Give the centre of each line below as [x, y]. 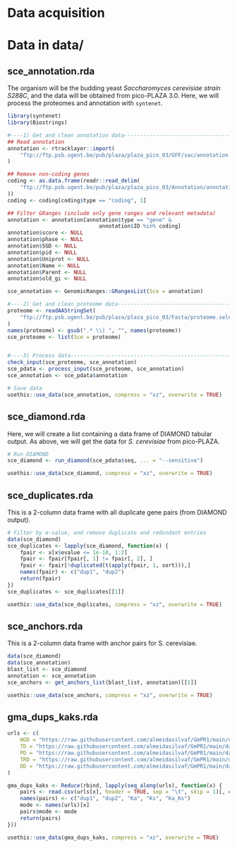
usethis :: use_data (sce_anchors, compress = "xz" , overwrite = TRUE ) [110, 695]
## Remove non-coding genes [49, 174]
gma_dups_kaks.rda [53, 717]
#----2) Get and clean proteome [55, 305]
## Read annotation [36, 142]
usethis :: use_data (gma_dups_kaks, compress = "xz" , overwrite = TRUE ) [113, 837]
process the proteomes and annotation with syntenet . [85, 103]
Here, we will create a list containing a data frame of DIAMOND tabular [110, 434]
